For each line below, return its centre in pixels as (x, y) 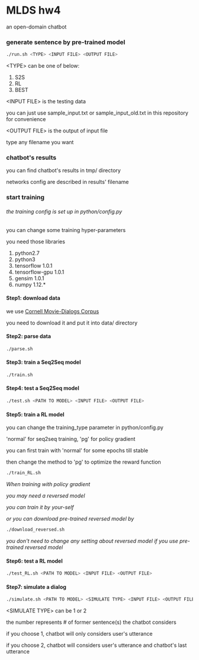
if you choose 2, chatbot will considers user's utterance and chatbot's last (97, 645)
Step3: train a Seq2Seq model (44, 362)
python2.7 (27, 253)
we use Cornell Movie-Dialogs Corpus (53, 311)
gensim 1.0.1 (29, 278)
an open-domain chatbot (36, 27)
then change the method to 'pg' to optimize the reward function (84, 462)
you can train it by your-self (40, 507)
